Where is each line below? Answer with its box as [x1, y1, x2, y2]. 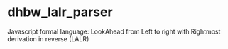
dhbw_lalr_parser [7, 4, 113, 20]
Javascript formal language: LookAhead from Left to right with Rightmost [7, 27, 221, 36]
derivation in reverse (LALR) [7, 34, 89, 43]
